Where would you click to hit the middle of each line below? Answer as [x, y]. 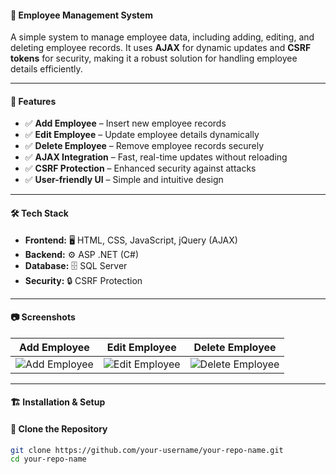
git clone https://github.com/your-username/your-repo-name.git [147, 450]
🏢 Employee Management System [81, 15]
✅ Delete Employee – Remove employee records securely [144, 146]
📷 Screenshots [43, 317]
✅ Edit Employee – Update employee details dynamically [142, 135]
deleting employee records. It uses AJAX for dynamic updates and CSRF [161, 48]
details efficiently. [46, 69]
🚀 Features [33, 101]
